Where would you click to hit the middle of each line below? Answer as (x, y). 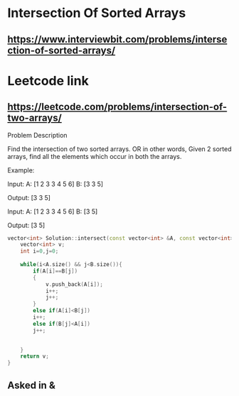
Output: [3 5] (26, 225)
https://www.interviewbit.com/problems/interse (117, 39)
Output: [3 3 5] (29, 197)
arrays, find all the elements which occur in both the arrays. (95, 156)
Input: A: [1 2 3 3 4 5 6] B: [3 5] (53, 211)
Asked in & (31, 385)
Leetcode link (48, 81)
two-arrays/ (34, 118)
